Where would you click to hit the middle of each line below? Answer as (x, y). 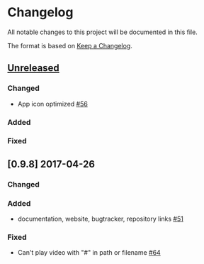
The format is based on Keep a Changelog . (70, 45)
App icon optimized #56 (53, 104)
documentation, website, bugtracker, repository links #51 (101, 219)
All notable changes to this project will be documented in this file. (103, 32)
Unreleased (34, 68)
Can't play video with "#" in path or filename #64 (89, 253)
